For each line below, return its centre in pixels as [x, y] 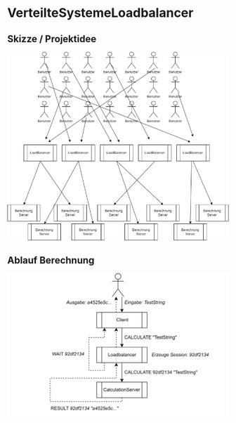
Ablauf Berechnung [51, 260]
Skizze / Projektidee [52, 39]
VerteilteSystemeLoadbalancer [100, 13]
